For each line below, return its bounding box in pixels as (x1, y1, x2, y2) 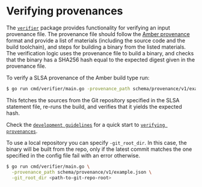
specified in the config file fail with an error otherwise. (6, 152, 140, 159)
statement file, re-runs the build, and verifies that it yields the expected (6, 103, 182, 110)
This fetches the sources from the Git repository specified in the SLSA (6, 96, 180, 103)
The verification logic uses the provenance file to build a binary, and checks (6, 49, 194, 57)
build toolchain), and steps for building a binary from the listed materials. (6, 43, 186, 51)
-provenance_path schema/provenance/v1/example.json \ (11, 169, 152, 175)
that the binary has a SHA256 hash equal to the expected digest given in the (6, 56, 195, 63)
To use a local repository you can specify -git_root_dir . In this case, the (6, 139, 188, 146)
